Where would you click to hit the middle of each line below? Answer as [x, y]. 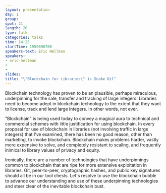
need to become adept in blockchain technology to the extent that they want [83, 103]
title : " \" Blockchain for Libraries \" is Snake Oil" [61, 79]
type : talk [16, 33]
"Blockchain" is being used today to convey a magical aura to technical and [82, 118]
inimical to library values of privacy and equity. [53, 150]
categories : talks [24, 38]
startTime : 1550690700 [28, 47]
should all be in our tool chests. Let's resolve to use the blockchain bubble [81, 175]
